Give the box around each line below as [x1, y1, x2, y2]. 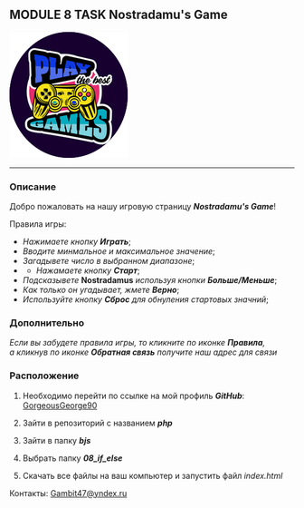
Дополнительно [9, 317, 84, 329]
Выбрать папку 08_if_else [22, 453, 123, 464]
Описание [9, 181, 57, 193]
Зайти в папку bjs [22, 435, 91, 445]
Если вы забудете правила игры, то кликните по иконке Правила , [9, 337, 265, 348]
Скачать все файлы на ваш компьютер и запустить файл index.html [22, 470, 283, 481]
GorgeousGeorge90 [22, 399, 98, 411]
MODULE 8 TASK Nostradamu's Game [9, 7, 228, 23]
